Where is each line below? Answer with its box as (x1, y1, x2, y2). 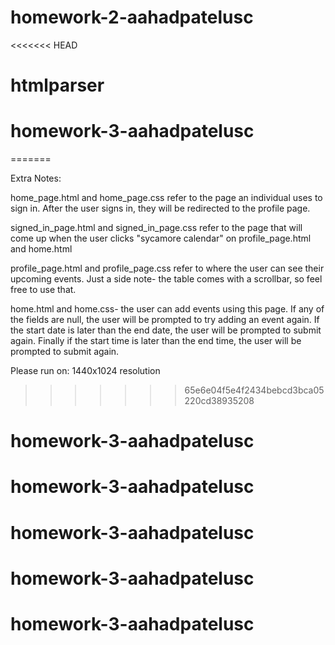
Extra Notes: (10, 172, 62, 185)
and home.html (10, 243, 73, 255)
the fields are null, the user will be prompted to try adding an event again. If (10, 314, 320, 326)
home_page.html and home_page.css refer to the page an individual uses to (10, 192, 323, 204)
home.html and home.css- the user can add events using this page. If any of (10, 303, 325, 315)
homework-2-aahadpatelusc (10, 6, 254, 29)
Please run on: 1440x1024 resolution (10, 365, 161, 377)
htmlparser (10, 74, 105, 97)
